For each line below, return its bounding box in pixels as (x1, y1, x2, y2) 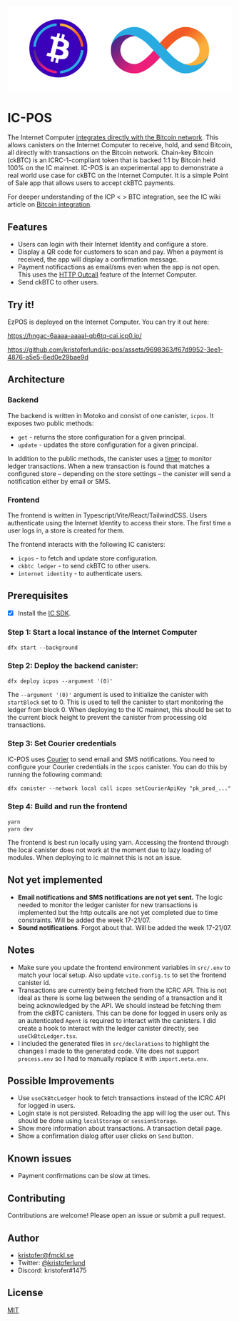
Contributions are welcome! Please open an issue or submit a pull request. (7, 1211, 226, 1220)
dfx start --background (7, 644, 78, 652)
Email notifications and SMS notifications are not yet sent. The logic (17, 893, 223, 901)
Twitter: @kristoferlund (17, 1258, 86, 1267)
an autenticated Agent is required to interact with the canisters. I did (17, 1016, 216, 1024)
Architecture (7, 374, 66, 386)
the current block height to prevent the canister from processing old (7, 713, 207, 722)
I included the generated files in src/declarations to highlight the (17, 1039, 210, 1047)
